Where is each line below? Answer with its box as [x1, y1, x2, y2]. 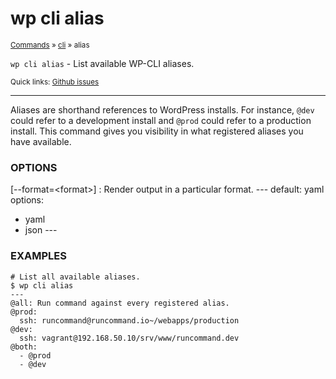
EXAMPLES [10, 249, 67, 263]
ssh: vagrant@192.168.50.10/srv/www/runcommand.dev [19, 333, 240, 343]
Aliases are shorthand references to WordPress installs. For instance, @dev [10, 103, 315, 116]
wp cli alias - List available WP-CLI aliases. [10, 57, 195, 69]
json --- [24, 224, 58, 236]
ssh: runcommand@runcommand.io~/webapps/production [19, 315, 240, 326]
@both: [10, 342, 38, 352]
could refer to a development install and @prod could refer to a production [10, 114, 312, 126]
